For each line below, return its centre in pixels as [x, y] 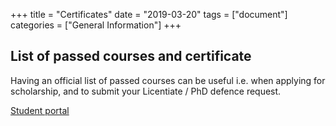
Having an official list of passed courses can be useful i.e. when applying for [168, 80]
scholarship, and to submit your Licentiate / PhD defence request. [146, 91]
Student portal [40, 110]
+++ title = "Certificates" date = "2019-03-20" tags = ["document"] [149, 14]
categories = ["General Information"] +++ [96, 25]
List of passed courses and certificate [131, 56]
